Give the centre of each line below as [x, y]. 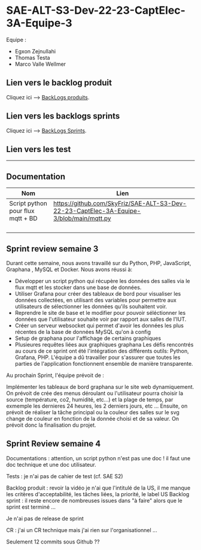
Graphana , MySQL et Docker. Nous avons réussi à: [69, 269]
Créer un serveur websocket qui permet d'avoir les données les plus [99, 326]
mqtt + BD [23, 218]
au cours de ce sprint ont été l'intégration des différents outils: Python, [102, 351]
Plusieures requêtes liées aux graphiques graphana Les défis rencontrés [104, 344]
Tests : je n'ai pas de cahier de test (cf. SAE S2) [65, 476]
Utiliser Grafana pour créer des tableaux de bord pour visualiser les [98, 294]
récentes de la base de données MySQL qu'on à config [83, 332]
